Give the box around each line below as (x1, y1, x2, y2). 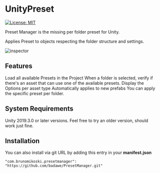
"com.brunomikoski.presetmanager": (5, 159, 77, 164)
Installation (5, 136, 40, 145)
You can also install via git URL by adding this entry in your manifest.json (5, 150, 152, 155)
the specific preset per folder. (5, 90, 64, 96)
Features (5, 62, 32, 70)
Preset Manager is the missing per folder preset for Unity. (5, 29, 120, 35)
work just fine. (5, 123, 34, 129)
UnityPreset (5, 3, 54, 15)
